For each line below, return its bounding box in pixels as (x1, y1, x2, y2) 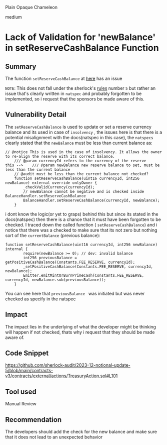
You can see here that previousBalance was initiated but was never (5, 290, 145, 296)
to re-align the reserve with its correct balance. (5, 154, 115, 159)
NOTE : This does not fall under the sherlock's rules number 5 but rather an (5, 85, 156, 91)
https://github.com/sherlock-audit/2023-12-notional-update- (5, 362, 131, 368)
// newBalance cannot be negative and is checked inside (23, 189, 144, 194)
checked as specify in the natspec (5, 296, 76, 302)
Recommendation (5, 415, 61, 424)
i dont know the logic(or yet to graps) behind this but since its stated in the (5, 211, 158, 217)
